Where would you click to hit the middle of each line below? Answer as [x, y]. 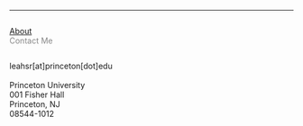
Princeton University [47, 85]
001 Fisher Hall [37, 94]
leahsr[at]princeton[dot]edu [61, 66]
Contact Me [31, 40]
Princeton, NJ [35, 104]
